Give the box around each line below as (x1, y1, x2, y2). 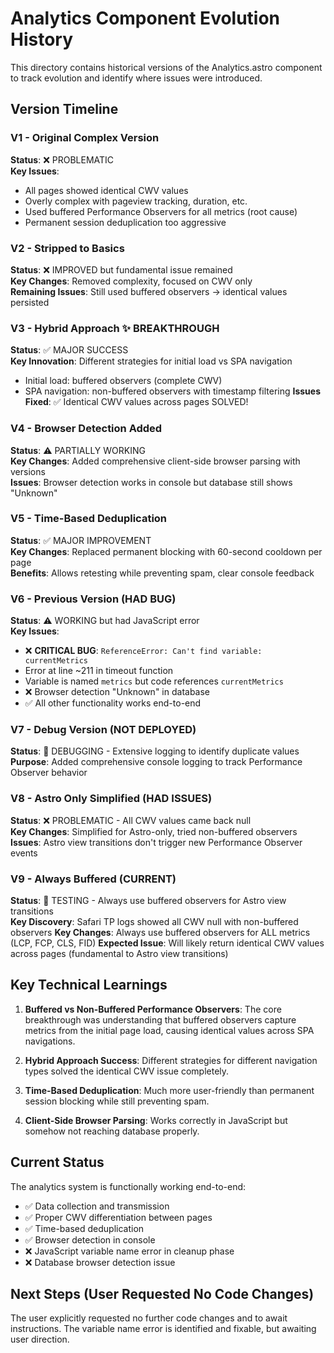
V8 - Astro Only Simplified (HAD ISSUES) (10, 792, 213, 806)
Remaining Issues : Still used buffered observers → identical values (10, 285, 288, 297)
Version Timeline (10, 101, 119, 118)
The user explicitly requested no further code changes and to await (10, 1312, 288, 1324)
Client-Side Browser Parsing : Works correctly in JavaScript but (24, 1114, 288, 1126)
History (10, 28, 74, 51)
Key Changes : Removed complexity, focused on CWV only (10, 275, 253, 287)
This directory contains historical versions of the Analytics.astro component (10, 61, 323, 73)
